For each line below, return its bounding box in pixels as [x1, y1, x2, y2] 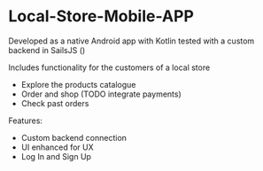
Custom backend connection [20, 132, 128, 143]
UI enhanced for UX [20, 142, 94, 152]
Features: [8, 115, 43, 126]
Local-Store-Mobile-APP [8, 6, 194, 27]
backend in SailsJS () [8, 44, 86, 55]
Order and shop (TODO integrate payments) [20, 89, 182, 99]
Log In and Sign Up [20, 151, 92, 161]
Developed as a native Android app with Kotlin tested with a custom [8, 35, 255, 46]
